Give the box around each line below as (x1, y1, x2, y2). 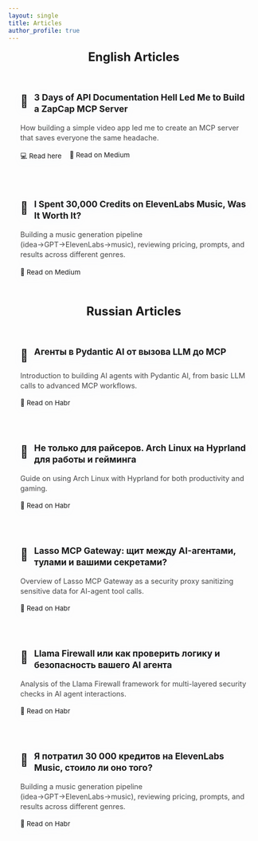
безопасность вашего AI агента (33, 659, 173, 670)
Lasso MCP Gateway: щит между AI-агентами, (33, 544, 236, 556)
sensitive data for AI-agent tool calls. (20, 586, 145, 595)
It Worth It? (33, 210, 82, 222)
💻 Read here (20, 152, 62, 160)
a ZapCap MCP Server (33, 103, 128, 115)
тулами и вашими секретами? (33, 556, 167, 567)
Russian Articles (86, 303, 182, 319)
